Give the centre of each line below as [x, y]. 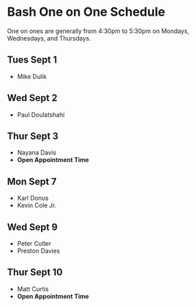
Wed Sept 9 [33, 227]
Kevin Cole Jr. [37, 205]
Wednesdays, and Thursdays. [49, 38]
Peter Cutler [34, 243]
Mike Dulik [32, 76]
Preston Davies [38, 251]
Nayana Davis [37, 152]
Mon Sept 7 [32, 182]
